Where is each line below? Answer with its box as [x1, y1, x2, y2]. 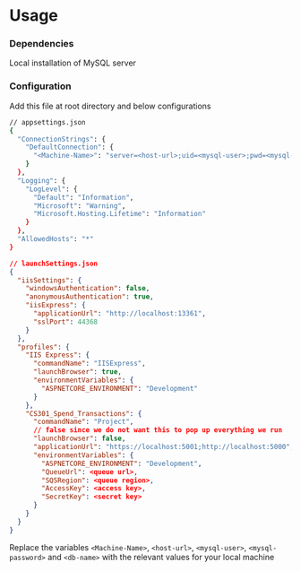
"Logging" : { [17, 176, 66, 185]
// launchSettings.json [9, 259, 99, 268]
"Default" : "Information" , [32, 193, 134, 202]
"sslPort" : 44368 [32, 317, 99, 326]
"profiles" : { [17, 342, 70, 351]
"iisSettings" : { [17, 275, 82, 285]
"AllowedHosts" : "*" [17, 235, 94, 244]
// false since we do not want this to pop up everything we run [32, 426, 283, 435]
